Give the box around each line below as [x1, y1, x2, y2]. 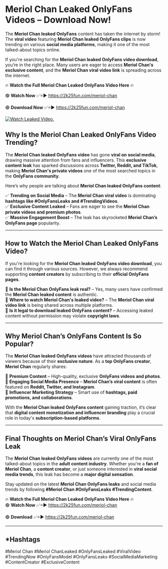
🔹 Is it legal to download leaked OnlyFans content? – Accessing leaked [5, 307, 153, 313]
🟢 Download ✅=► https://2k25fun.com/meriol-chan [5, 514, 114, 520]
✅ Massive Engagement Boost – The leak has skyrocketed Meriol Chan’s [5, 214, 157, 220]
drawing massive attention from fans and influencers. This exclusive [5, 157, 146, 163]
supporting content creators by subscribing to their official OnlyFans [5, 271, 149, 277]
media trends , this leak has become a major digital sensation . [5, 471, 134, 477]
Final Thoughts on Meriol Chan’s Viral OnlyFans [5, 434, 156, 443]
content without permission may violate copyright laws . [5, 312, 120, 319]
